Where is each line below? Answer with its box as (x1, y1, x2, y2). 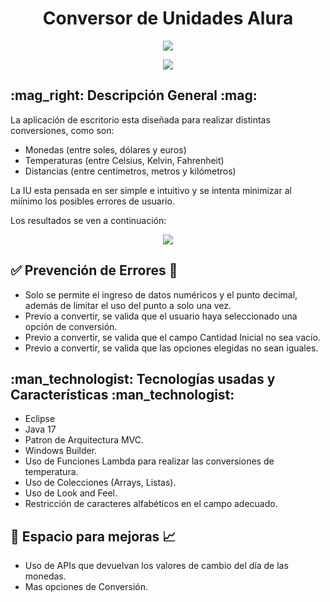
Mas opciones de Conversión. (24, 581, 149, 593)
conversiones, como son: (10, 124, 115, 136)
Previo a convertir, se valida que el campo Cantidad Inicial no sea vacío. (24, 331, 321, 343)
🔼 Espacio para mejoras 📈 (10, 528, 177, 545)
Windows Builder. (24, 445, 98, 457)
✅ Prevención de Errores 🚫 (10, 262, 178, 279)
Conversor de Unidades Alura (42, 7, 294, 30)
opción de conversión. (24, 320, 118, 332)
